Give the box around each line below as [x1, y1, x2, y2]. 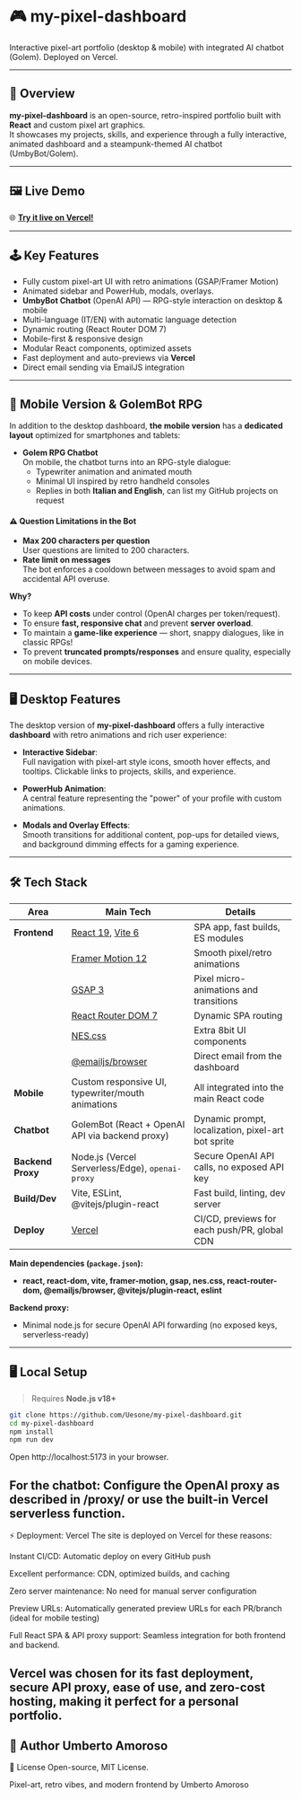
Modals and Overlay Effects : [21, 820, 131, 830]
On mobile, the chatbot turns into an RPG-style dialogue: [21, 457, 231, 468]
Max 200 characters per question [21, 535, 150, 547]
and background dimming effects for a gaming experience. [21, 839, 240, 850]
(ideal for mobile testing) [9, 1612, 100, 1624]
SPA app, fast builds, [193, 921, 280, 934]
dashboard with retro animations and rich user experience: [9, 730, 228, 741]
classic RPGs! [21, 637, 73, 648]
